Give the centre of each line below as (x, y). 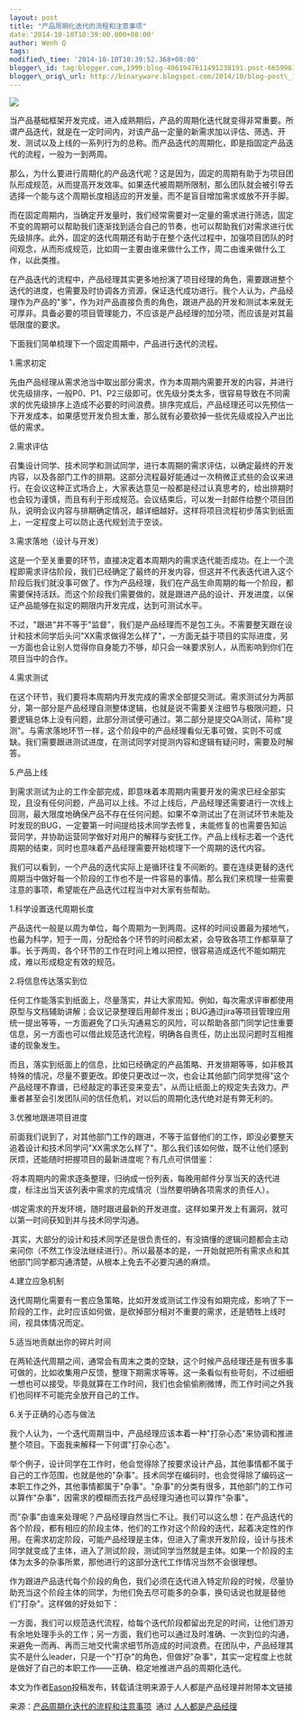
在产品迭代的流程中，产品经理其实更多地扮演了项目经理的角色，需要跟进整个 (151, 279)
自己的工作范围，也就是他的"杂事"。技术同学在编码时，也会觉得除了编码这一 (151, 1475)
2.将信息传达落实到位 (49, 981)
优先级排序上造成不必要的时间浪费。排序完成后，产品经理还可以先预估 (155, 404)
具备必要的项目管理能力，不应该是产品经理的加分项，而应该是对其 (163, 313)
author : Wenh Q (38, 43)
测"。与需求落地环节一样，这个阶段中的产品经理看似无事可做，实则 (134, 730)
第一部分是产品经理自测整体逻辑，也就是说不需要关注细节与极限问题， (155, 707)
